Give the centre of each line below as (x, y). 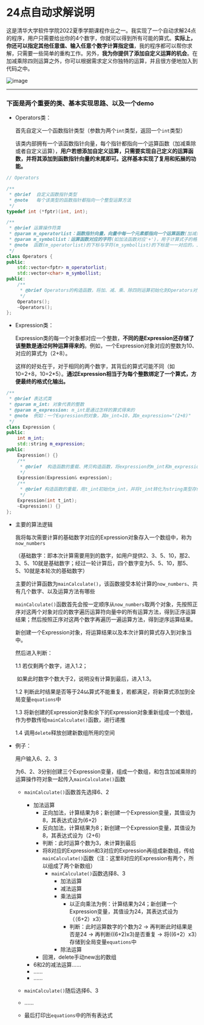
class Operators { (29, 256)
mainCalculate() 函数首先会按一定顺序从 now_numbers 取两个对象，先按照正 (106, 604)
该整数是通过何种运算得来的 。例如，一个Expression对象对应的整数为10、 (106, 346)
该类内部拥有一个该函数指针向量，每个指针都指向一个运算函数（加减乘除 (105, 144)
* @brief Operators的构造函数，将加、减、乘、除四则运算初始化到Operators (106, 290)
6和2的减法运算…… (57, 964)
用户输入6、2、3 (36, 759)
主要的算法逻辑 (34, 524)
